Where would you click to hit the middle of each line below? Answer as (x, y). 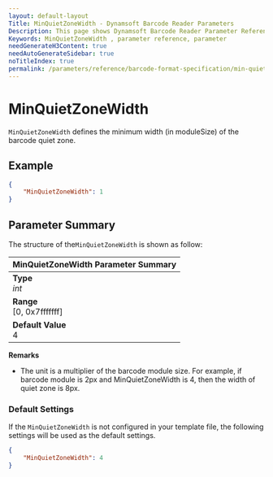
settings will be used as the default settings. (82, 436)
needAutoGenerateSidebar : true (61, 54)
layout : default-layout (49, 16)
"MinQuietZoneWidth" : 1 (63, 192)
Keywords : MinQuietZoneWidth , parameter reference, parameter (118, 39)
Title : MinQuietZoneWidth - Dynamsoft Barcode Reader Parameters (121, 24)
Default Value (39, 324)
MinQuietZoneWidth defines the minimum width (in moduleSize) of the (124, 132)
